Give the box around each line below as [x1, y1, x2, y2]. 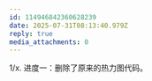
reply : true [9, 29, 53, 38]
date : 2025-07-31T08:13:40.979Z [9, 21, 128, 30]
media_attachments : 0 [9, 37, 89, 47]
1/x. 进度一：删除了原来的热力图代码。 [9, 63, 148, 73]
